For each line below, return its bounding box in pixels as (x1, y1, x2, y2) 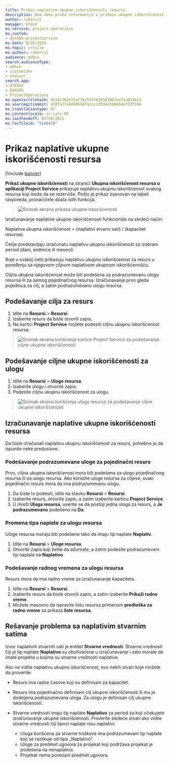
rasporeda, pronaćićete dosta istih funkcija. (5, 196, 96, 202)
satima (5, 630, 27, 639)
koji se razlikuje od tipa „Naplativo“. (20, 736, 94, 742)
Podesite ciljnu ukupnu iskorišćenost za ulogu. (12, 389, 110, 395)
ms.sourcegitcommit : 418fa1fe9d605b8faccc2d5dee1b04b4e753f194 (5, 102, 142, 107)
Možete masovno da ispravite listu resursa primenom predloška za (12, 601, 152, 608)
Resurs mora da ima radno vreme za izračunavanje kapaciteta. (5, 576, 136, 582)
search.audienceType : (5, 59, 51, 65)
